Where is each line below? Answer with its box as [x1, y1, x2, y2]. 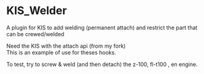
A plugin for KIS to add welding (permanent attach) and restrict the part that [6, 24, 198, 31]
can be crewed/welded [6, 30, 64, 37]
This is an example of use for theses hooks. [6, 48, 116, 56]
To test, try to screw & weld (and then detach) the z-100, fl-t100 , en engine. [6, 61, 198, 68]
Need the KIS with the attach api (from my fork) [6, 42, 126, 50]
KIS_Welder [6, 4, 67, 18]
